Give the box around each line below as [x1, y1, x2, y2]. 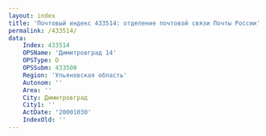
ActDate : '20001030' [23, 109, 92, 117]
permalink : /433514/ [8, 26, 78, 34]
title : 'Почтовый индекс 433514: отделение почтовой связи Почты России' [8, 19, 261, 27]
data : [8, 34, 27, 42]
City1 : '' [23, 101, 56, 109]
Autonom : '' [23, 78, 63, 86]
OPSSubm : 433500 [23, 64, 78, 72]
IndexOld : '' [23, 116, 67, 124]
